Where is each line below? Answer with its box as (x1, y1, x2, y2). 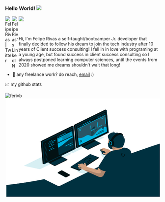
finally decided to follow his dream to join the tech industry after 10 (19, 41, 154, 47)
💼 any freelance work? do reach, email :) (12, 71, 94, 77)
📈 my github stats (5, 81, 42, 87)
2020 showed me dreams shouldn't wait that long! (19, 62, 120, 68)
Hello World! (5, 5, 36, 12)
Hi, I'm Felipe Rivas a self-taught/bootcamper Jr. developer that (19, 36, 147, 42)
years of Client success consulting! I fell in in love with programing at (19, 46, 158, 52)
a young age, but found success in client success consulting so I (19, 52, 150, 58)
